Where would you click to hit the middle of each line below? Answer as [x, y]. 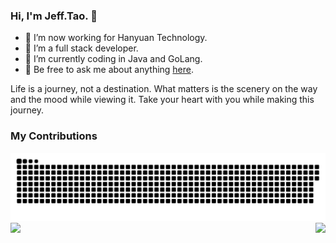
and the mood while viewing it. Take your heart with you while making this [162, 100]
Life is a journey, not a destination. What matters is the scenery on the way [164, 89]
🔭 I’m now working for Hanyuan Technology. [116, 38]
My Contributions [54, 136]
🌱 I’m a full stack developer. [81, 48]
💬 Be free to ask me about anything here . [109, 70]
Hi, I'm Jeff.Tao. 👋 [54, 16]
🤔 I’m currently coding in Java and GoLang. [113, 59]
